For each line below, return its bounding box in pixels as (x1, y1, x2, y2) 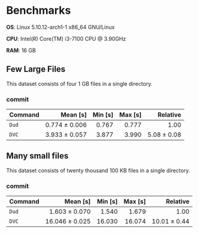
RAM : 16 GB (6, 46, 36, 54)
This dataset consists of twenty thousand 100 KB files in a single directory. (6, 166, 191, 174)
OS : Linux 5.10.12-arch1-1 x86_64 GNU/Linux (6, 23, 115, 31)
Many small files (6, 151, 69, 161)
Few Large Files (6, 64, 66, 74)
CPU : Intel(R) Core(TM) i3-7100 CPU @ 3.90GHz (6, 35, 126, 42)
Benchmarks (6, 4, 71, 17)
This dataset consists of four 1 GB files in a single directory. (6, 80, 153, 87)
